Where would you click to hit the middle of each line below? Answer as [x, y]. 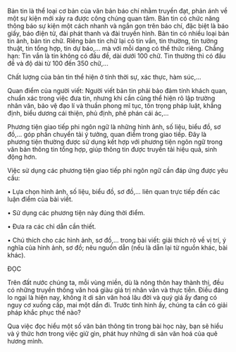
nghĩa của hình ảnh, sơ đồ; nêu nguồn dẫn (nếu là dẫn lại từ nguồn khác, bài [117, 248]
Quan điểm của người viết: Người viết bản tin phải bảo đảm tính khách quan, [117, 91]
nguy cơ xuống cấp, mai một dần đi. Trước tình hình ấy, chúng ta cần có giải [117, 305]
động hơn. [22, 157]
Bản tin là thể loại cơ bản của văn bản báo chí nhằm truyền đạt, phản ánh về [117, 11]
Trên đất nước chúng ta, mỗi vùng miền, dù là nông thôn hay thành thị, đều [116, 283]
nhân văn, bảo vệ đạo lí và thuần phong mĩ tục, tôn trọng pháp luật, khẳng [114, 105]
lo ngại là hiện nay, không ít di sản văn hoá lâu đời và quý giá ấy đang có [112, 297]
